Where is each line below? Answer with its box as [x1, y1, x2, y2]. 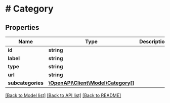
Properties [5, 23, 39, 32]
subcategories [8, 79, 44, 86]
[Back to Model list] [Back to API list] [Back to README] [5, 92, 121, 98]
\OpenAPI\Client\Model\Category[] [48, 79, 135, 86]
